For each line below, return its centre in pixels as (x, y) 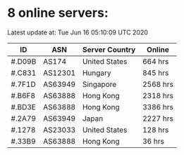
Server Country (109, 49)
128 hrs (155, 130)
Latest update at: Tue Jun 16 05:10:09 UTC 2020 (78, 32)
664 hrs (155, 61)
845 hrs (155, 73)
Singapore (99, 84)
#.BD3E (24, 107)
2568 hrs (158, 84)
